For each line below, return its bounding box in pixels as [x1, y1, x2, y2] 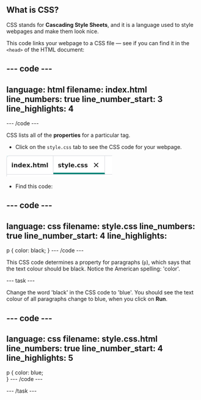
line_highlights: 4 [6, 103, 74, 114]
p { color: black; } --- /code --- [6, 247, 84, 254]
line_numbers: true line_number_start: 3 [6, 94, 163, 104]
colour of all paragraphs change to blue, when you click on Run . [6, 296, 168, 303]
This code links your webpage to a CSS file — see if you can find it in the [6, 39, 189, 46]
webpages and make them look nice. [6, 27, 99, 35]
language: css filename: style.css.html [6, 334, 158, 344]
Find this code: [15, 183, 53, 190]
